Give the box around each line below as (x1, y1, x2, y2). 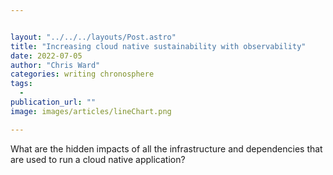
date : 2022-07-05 (10, 51, 83, 61)
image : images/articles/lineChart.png (10, 106, 172, 116)
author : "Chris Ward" (10, 60, 101, 70)
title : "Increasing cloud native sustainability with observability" (10, 41, 307, 51)
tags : (10, 79, 33, 89)
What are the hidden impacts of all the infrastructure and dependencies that (10, 142, 323, 155)
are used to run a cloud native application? (10, 153, 186, 165)
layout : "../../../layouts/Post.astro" (10, 32, 177, 42)
